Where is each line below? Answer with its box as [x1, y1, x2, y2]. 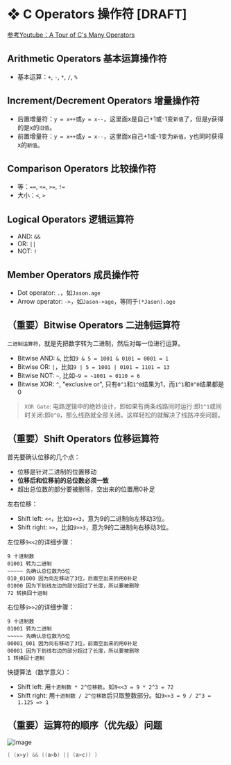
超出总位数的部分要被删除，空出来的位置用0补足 [17, 485, 155, 493]
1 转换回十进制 [7, 655, 45, 662]
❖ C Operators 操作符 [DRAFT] [7, 6, 187, 22]
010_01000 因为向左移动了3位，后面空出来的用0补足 [7, 575, 137, 582]
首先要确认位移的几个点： [7, 452, 80, 461]
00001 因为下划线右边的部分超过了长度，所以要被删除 [7, 647, 140, 654]
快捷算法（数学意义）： [7, 667, 71, 676]
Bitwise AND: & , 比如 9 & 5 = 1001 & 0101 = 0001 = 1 [17, 354, 169, 362]
